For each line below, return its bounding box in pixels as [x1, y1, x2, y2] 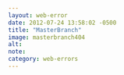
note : [8, 48, 26, 55]
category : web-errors [8, 55, 79, 63]
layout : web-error [8, 11, 68, 20]
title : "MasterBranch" [8, 26, 82, 34]
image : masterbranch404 [8, 33, 86, 41]
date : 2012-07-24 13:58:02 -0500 [8, 19, 117, 27]
